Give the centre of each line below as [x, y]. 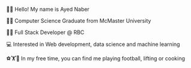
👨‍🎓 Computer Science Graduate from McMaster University [79, 21]
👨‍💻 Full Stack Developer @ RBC [45, 32]
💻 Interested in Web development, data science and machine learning [93, 44]
